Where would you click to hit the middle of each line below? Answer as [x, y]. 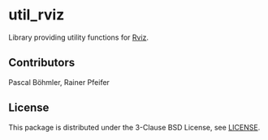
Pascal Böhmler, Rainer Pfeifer [59, 82]
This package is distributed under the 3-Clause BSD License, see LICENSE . [134, 127]
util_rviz [37, 15]
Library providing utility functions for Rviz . [78, 37]
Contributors [42, 63]
